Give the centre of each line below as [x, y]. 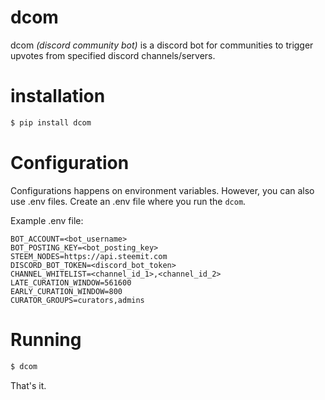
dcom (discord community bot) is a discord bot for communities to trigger [162, 45]
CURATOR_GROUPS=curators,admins [77, 300]
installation [58, 96]
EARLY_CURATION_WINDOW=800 [66, 291]
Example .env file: [47, 220]
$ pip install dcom [51, 122]
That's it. [28, 385]
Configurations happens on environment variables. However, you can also [162, 190]
